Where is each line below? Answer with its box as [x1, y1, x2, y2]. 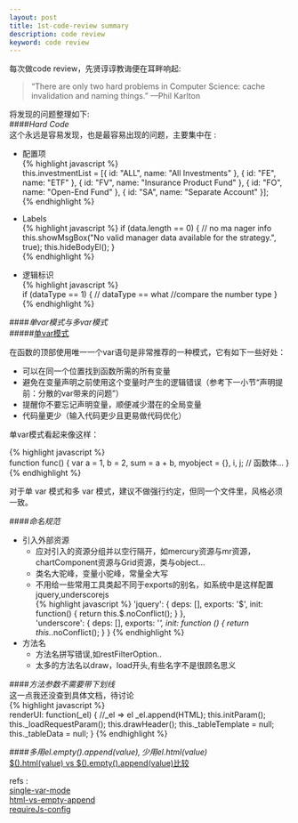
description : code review [9, 29, 105, 38]
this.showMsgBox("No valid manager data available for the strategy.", [21, 232, 277, 243]
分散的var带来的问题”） [37, 388, 124, 399]
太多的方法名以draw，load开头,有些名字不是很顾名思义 [35, 660, 237, 671]
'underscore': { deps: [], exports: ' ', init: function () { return [35, 617, 249, 628]
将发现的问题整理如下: [9, 109, 91, 120]
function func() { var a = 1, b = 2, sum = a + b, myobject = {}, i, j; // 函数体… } [9, 457, 290, 468]
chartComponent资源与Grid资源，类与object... [35, 557, 205, 568]
